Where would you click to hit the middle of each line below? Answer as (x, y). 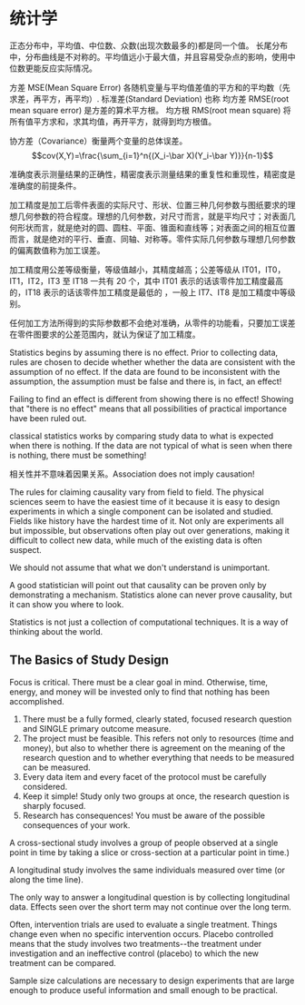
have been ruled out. (48, 418)
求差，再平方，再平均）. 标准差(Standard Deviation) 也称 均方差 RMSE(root (149, 99)
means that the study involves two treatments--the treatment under (136, 943)
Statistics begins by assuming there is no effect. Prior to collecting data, (144, 352)
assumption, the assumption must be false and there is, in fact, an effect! (146, 381)
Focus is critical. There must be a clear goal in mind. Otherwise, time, (139, 682)
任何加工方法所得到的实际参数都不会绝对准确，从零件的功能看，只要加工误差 (152, 322)
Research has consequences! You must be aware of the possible (144, 815)
